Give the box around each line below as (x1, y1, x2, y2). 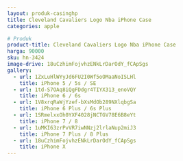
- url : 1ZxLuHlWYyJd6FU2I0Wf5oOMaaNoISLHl (13, 73, 136, 80)
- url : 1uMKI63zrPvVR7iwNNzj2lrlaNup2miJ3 (13, 124, 136, 131)
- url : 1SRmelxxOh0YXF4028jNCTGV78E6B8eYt (13, 112, 136, 119)
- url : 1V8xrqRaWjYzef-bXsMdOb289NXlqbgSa (13, 99, 136, 106)
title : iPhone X (19, 143, 66, 151)
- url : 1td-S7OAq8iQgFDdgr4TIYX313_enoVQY (13, 86, 136, 93)
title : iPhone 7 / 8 (19, 118, 78, 125)
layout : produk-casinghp (7, 10, 78, 17)
